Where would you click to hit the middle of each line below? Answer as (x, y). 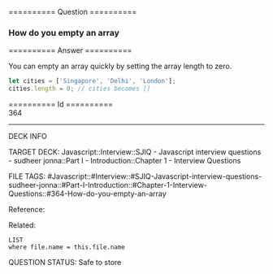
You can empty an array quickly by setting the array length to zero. (120, 66)
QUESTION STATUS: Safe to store (65, 263)
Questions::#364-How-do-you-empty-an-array (87, 194)
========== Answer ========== (70, 50)
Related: (22, 225)
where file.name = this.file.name (67, 247)
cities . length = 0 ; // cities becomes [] (80, 89)
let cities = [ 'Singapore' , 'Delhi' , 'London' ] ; (92, 81)
